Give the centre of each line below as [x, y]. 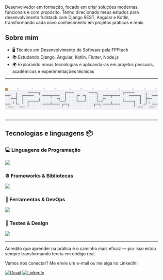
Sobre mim [22, 38]
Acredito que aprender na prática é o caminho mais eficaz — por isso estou [81, 248]
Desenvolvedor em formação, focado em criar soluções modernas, [72, 7]
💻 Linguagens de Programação [43, 150]
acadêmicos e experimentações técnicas [53, 71]
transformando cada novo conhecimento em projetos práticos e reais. [75, 22]
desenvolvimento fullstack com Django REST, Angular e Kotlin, [67, 17]
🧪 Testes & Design [27, 223]
